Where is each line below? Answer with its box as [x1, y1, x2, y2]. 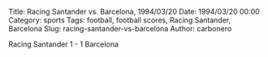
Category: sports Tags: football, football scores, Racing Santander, [8, 15, 231, 25]
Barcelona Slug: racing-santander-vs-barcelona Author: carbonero [8, 24, 232, 33]
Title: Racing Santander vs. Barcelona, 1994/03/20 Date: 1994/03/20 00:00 [8, 7, 260, 16]
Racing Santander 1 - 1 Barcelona [8, 39, 119, 49]
